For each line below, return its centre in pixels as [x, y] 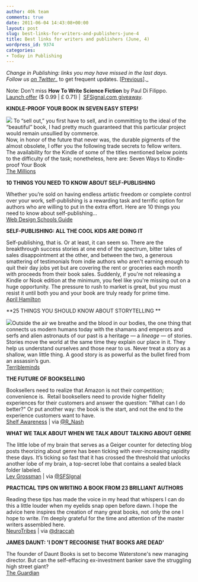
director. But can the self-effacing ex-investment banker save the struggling [99, 560]
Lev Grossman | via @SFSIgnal [44, 476]
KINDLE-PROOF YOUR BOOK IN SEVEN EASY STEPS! [72, 108]
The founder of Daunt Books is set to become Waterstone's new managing [97, 553]
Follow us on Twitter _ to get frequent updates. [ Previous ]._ [77, 79]
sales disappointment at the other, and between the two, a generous [90, 255]
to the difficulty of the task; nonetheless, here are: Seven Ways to [86, 159]
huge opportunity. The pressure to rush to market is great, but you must [94, 286]
